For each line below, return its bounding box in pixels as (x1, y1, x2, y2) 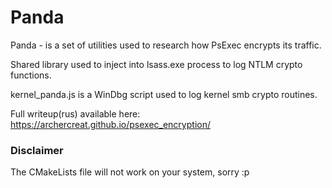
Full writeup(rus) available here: (10, 107, 141, 120)
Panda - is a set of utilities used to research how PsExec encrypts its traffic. (10, 39, 322, 51)
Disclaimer (10, 143, 64, 157)
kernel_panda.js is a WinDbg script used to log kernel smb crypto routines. (10, 88, 318, 100)
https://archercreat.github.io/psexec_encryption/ (10, 118, 211, 130)
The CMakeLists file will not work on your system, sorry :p (10, 166, 250, 178)
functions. (10, 69, 52, 81)
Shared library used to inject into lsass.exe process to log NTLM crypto (10, 58, 303, 70)
